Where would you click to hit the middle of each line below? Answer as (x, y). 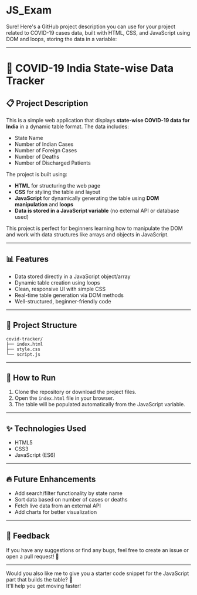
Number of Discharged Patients (52, 163)
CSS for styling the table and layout (57, 192)
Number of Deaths (37, 156)
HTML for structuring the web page (57, 185)
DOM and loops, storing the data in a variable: (62, 39)
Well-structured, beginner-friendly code (63, 301)
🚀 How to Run (31, 378)
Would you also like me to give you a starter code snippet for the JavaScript (98, 573)
